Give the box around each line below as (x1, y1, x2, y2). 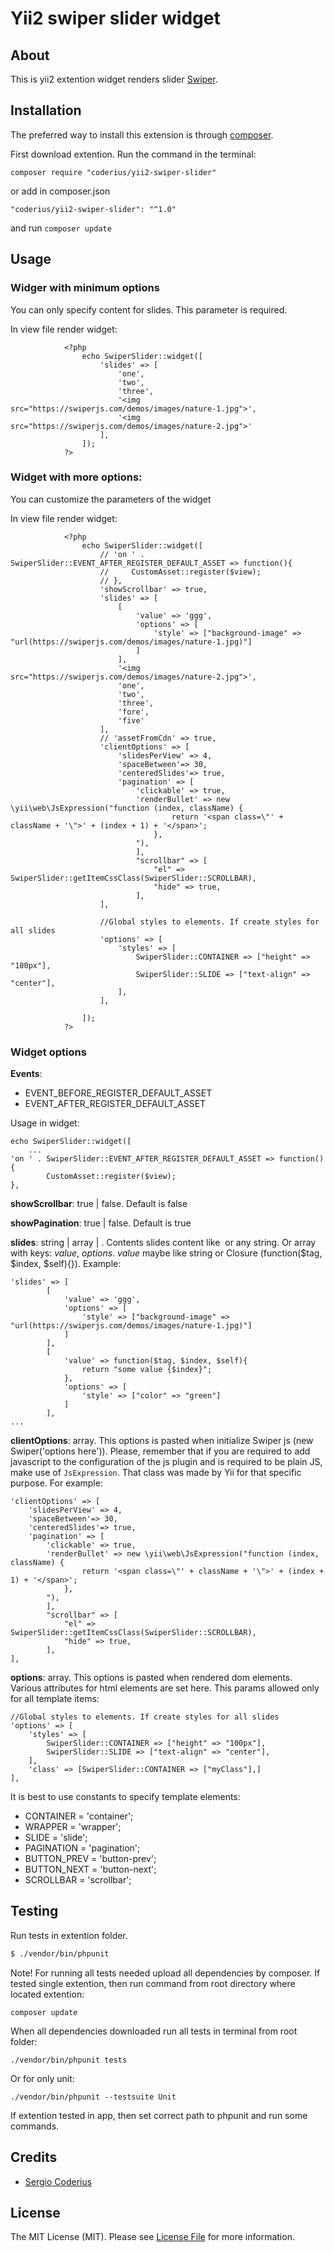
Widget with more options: (10, 470, 143, 484)
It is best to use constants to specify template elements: (10, 1791, 241, 1803)
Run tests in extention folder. (10, 1929, 128, 1941)
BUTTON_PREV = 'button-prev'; (24, 1853, 157, 1865)
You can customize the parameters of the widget (10, 493, 212, 505)
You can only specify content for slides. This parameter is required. (10, 303, 288, 316)
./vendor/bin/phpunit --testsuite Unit (10, 2092, 177, 2102)
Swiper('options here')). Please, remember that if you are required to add (10, 1445, 311, 1457)
